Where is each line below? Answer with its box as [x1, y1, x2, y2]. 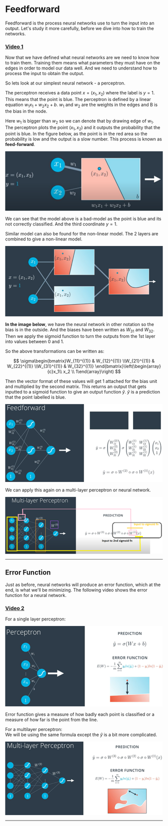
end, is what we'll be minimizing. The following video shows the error [5, 586, 147, 593]
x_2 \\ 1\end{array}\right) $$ [63, 368, 121, 374]
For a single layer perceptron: [5, 616, 66, 622]
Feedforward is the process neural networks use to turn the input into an [5, 20, 154, 26]
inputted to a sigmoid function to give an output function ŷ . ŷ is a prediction [5, 389, 160, 395]
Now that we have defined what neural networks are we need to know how [5, 54, 159, 60]
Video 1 [5, 43, 23, 50]
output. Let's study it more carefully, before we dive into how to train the [5, 25, 154, 31]
